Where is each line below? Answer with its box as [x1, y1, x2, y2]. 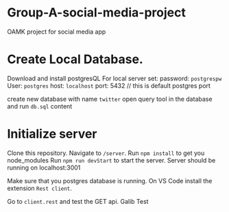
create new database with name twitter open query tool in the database [7, 95, 213, 103]
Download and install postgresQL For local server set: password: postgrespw [7, 74, 222, 82]
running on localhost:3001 [7, 163, 81, 172]
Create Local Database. [7, 51, 144, 67]
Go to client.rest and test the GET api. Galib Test [7, 197, 149, 205]
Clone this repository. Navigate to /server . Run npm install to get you [7, 149, 205, 157]
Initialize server [7, 126, 97, 142]
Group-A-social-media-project [7, 5, 186, 21]
